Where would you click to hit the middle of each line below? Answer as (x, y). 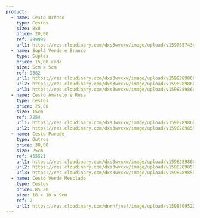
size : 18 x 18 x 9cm (42, 195)
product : (16, 12)
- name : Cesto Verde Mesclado (48, 179)
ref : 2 (24, 201)
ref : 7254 (29, 117)
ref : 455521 (31, 156)
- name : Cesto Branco (38, 17)
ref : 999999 (31, 39)
